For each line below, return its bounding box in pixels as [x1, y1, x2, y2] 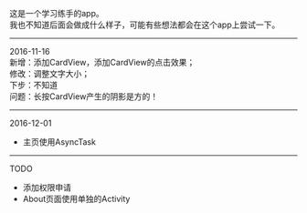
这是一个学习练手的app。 [9, 8, 105, 18]
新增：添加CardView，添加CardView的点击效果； [9, 57, 196, 67]
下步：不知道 [9, 80, 58, 90]
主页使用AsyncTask [22, 137, 96, 147]
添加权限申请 [22, 182, 71, 193]
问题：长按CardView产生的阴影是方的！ [9, 91, 159, 102]
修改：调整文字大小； [9, 68, 90, 79]
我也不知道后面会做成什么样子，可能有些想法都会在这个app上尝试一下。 [9, 19, 281, 30]
